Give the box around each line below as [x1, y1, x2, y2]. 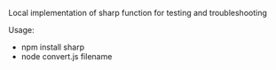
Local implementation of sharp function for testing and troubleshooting [8, 8, 268, 18]
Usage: [8, 25, 35, 35]
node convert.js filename [20, 51, 113, 61]
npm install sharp [20, 42, 85, 52]
